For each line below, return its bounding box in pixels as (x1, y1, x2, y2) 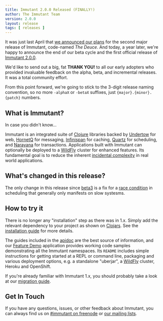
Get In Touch (5, 292, 45, 300)
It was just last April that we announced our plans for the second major (5, 39, 148, 45)
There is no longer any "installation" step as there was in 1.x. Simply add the (5, 217, 158, 223)
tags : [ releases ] (5, 26, 45, 30)
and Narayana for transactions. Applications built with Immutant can (5, 142, 142, 147)
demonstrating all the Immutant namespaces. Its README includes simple (5, 248, 149, 254)
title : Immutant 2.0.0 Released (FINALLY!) (5, 7, 95, 12)
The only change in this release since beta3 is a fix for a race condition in (5, 185, 153, 191)
